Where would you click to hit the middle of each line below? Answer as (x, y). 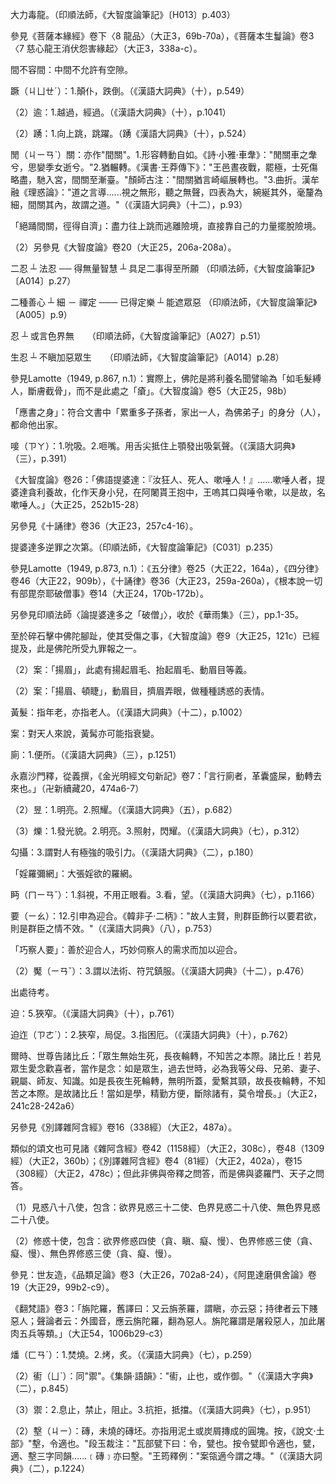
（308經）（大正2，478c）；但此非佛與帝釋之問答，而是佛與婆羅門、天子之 (163, 1173)
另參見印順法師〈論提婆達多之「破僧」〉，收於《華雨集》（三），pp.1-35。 (157, 614)
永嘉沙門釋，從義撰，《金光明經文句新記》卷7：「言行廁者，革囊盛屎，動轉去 (166, 776)
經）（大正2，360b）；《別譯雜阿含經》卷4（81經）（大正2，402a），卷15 (156, 1161)
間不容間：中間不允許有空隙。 (71, 69)
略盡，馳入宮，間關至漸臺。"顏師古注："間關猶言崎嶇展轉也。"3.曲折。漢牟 (165, 179)
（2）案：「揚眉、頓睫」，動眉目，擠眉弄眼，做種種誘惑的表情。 (140, 691)
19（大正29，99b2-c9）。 (62, 1287)
